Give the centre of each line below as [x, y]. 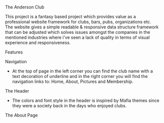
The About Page [22, 115]
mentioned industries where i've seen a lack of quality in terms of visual [78, 37]
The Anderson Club [25, 7]
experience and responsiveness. [38, 43]
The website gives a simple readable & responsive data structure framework [82, 27]
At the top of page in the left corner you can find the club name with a [82, 71]
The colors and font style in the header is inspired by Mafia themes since [86, 100]
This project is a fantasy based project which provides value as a [70, 16]
